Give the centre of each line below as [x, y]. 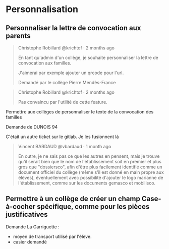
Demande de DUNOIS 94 [32, 127]
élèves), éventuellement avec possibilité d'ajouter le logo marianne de [91, 178]
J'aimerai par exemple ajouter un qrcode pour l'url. [71, 73]
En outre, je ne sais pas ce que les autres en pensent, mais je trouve [89, 156]
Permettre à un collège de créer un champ [73, 199]
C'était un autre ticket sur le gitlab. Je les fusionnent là [62, 137]
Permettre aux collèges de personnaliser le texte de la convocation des [80, 112]
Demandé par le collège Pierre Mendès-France [67, 82]
